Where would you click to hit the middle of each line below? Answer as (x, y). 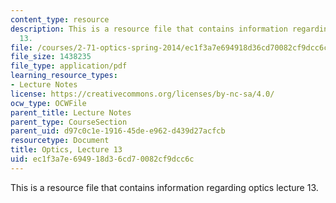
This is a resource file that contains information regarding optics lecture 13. (164, 187)
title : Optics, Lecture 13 (66, 150)
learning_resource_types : (64, 76)
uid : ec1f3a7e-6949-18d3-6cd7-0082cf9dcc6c (102, 159)
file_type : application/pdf (69, 66)
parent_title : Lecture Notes (71, 112)
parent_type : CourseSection (69, 122)
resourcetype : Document (60, 141)
